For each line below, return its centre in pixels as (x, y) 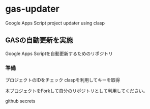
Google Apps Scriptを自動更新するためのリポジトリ (59, 53)
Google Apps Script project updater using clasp (55, 23)
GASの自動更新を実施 (39, 40)
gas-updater (32, 9)
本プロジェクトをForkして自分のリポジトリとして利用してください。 (77, 91)
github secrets (20, 101)
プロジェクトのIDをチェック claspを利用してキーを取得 (63, 80)
